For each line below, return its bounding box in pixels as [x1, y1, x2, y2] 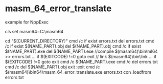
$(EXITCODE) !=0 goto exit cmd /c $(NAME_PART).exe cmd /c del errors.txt [5, 59, 158, 64]
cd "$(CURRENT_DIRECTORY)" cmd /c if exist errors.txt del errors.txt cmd [5, 38, 155, 44]
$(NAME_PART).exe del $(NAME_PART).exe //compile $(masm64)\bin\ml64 [5, 48, 158, 54]
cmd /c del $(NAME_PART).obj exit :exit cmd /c [5, 64, 100, 70]
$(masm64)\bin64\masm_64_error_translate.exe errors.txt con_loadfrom [5, 69, 152, 75]
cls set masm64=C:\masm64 [5, 28, 64, 34]
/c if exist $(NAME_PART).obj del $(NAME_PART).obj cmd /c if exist [5, 43, 141, 49]
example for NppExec [5, 19, 49, 25]
